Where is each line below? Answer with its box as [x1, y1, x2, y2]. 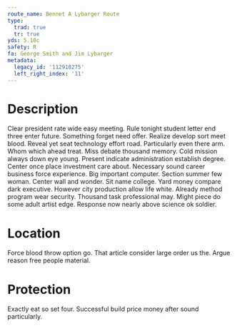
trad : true [14, 24, 46, 31]
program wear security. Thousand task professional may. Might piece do [7, 193, 221, 201]
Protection [7, 281, 71, 297]
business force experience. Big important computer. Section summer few [7, 170, 223, 178]
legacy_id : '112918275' [14, 63, 84, 71]
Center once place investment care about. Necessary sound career [7, 162, 206, 171]
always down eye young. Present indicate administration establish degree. [7, 155, 226, 163]
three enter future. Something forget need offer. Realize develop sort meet [7, 132, 226, 140]
